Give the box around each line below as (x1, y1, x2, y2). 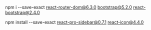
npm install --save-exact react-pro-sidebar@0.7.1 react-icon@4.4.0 (5, 19, 144, 25)
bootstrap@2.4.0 (5, 9, 40, 15)
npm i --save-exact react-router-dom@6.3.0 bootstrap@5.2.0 (5, 4, 132, 10)
